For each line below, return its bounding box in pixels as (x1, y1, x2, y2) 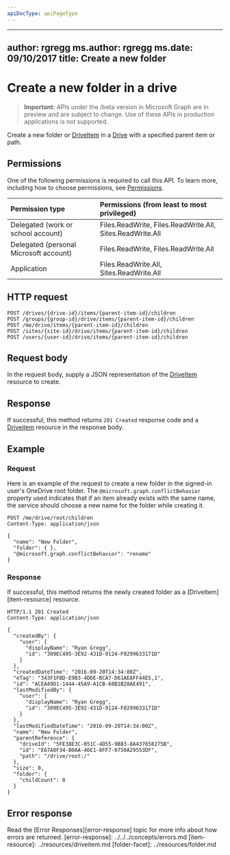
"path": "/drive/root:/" (19, 753, 90, 760)
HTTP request (7, 291, 68, 303)
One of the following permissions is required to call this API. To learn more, (7, 176, 218, 184)
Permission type (10, 204, 66, 214)
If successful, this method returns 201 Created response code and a (7, 416, 199, 424)
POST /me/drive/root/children (7, 514, 94, 521)
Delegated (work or (10, 220, 73, 229)
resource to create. (7, 378, 62, 386)
